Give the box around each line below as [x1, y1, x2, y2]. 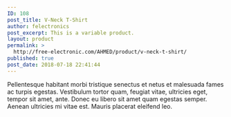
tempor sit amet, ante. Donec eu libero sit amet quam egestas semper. [7, 94, 207, 103]
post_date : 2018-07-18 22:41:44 [7, 61, 100, 68]
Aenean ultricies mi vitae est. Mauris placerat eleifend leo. [7, 102, 173, 110]
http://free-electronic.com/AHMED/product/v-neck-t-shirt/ [13, 49, 187, 56]
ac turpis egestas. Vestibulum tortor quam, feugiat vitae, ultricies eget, [7, 87, 208, 96]
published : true [7, 55, 54, 62]
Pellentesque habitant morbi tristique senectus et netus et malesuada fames [7, 80, 224, 88]
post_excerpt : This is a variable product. [7, 29, 135, 36]
